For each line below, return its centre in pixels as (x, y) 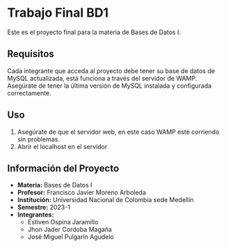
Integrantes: (35, 215)
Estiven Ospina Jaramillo (63, 222)
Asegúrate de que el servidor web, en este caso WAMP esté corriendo (118, 132)
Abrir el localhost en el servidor (62, 146)
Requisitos (31, 54)
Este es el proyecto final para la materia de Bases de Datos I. (94, 32)
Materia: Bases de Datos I (55, 185)
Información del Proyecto (63, 168)
